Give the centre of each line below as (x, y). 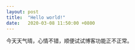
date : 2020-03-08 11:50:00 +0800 (51, 23)
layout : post (22, 12)
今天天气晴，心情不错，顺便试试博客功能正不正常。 (69, 41)
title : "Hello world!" (36, 17)
